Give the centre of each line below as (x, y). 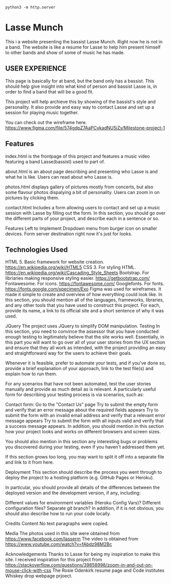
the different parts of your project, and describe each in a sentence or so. (82, 218)
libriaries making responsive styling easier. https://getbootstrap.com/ (78, 278)
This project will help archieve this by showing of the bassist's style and (81, 102)
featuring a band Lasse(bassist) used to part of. (55, 161)
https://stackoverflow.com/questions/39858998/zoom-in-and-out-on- (79, 565)
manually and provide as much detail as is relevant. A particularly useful (81, 389)
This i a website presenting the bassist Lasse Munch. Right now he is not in (84, 41)
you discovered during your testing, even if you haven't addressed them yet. (85, 447)
